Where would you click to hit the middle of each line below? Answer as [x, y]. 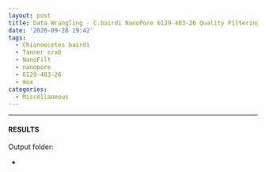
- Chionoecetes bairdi [53, 45]
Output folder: [31, 147]
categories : [28, 89]
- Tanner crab [38, 52]
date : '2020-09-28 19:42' [51, 30]
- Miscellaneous [42, 97]
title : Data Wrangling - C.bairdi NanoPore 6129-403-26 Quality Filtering [134, 23]
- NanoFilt [33, 60]
